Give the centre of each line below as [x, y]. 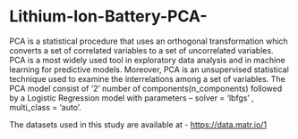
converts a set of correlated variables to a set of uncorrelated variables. [142, 50]
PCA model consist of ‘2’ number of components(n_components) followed [146, 88]
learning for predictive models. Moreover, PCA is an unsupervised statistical [149, 69]
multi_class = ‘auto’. [46, 107]
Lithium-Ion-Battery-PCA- [108, 16]
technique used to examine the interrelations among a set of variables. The [148, 78]
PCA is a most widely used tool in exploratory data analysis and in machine [147, 60]
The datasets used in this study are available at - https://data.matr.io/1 [138, 124]
